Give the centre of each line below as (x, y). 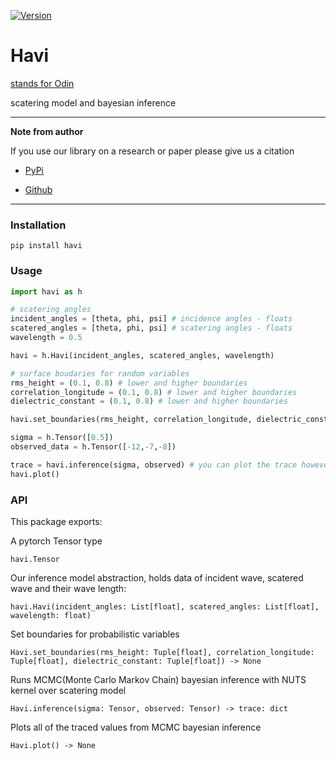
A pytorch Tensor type (56, 541)
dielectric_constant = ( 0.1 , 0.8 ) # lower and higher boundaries (149, 401)
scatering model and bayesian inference (93, 102)
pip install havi (46, 246)
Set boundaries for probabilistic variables (95, 634)
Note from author (47, 131)
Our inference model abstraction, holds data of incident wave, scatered (157, 577)
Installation (38, 225)
